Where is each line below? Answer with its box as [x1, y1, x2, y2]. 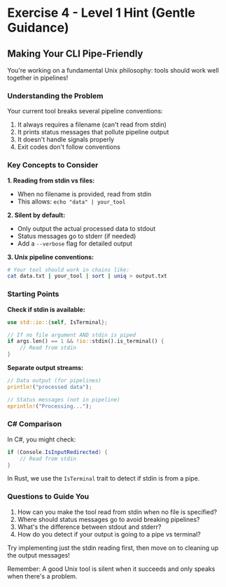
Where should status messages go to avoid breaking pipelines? [17, 515, 200, 523]
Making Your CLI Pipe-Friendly [7, 48, 143, 59]
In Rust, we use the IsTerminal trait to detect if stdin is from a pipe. [7, 474, 200, 483]
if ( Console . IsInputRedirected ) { [7, 448, 108, 455]
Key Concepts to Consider [7, 160, 99, 170]
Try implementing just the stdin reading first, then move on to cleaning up [7, 544, 219, 552]
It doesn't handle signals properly [17, 135, 115, 144]
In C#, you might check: [7, 435, 76, 444]
